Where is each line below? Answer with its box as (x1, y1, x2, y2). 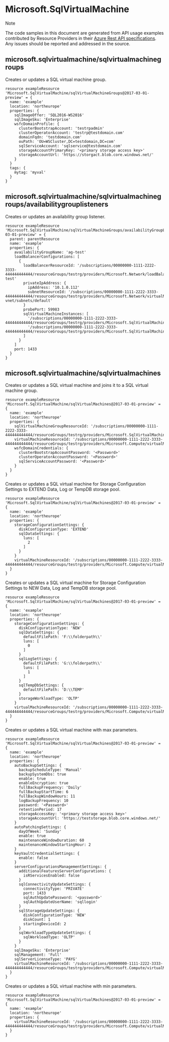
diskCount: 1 (23, 917, 51, 922)
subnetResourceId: (27, 289, 66, 294)
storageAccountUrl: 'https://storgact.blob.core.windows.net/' (18, 152, 154, 157)
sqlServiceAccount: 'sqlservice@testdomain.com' (18, 143, 123, 148)
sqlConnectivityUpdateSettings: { (18, 882, 92, 887)
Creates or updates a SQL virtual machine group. (5, 76, 107, 83)
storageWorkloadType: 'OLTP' (18, 696, 80, 701)
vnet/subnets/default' (5, 298, 53, 303)
